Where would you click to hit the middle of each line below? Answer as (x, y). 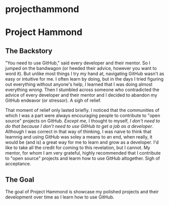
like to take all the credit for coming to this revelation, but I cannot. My (78, 148)
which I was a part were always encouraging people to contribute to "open (83, 116)
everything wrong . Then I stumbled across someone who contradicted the (82, 90)
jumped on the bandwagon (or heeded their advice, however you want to (81, 69)
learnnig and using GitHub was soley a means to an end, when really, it (79, 137)
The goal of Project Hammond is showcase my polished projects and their (82, 192)
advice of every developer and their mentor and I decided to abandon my (81, 95)
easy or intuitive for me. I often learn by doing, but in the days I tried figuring (84, 79)
